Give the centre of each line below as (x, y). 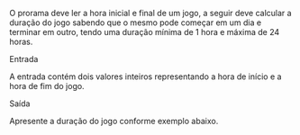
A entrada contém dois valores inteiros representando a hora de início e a (145, 76)
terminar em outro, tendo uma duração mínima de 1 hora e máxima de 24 (145, 32)
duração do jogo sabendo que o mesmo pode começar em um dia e (136, 22)
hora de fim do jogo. (47, 86)
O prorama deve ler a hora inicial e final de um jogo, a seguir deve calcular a (150, 13)
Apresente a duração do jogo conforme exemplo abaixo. (114, 121)
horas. (21, 41)
